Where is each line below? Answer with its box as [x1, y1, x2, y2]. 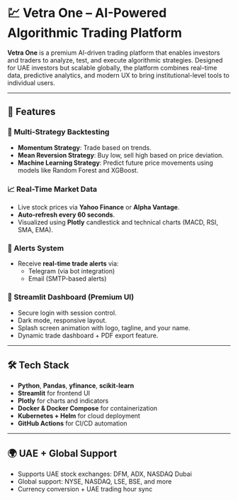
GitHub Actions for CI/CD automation [17, 419, 127, 428]
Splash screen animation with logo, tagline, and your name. [17, 323, 191, 332]
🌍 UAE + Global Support [7, 447, 118, 460]
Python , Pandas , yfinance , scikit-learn [17, 381, 135, 390]
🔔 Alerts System [7, 243, 64, 253]
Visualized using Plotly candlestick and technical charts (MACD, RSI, [17, 217, 218, 227]
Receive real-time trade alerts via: [17, 259, 119, 268]
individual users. [7, 78, 55, 87]
